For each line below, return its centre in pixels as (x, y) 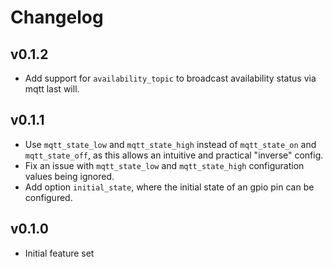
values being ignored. (69, 176)
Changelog (57, 17)
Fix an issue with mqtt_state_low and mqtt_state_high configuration (164, 165)
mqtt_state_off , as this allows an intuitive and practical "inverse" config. (174, 155)
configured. (48, 197)
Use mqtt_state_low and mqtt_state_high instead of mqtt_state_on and (170, 144)
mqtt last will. (52, 89)
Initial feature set (59, 253)
